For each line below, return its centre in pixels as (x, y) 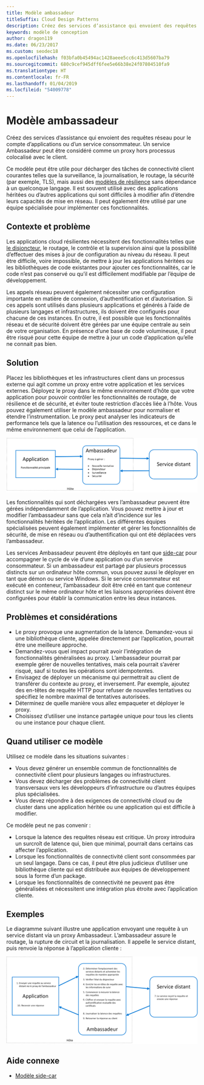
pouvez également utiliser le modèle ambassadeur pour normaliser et (93, 410)
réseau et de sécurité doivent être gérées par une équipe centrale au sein (98, 324)
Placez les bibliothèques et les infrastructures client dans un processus (96, 377)
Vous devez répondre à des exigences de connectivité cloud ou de (99, 800)
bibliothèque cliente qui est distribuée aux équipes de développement (102, 869)
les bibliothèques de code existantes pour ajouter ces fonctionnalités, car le (101, 267)
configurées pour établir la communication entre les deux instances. (92, 598)
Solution (22, 363)
